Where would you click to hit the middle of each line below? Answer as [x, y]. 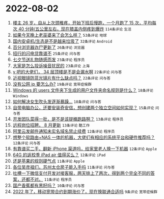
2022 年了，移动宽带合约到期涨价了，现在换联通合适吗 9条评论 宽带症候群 [85, 191]
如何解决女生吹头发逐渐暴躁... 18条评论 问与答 [57, 101]
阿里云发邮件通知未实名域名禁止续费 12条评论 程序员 [64, 131]
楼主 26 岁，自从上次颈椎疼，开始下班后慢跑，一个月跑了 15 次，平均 [82, 23]
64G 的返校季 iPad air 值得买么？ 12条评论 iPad [59, 154]
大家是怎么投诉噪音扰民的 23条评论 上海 [51, 65]
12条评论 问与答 [27, 143]
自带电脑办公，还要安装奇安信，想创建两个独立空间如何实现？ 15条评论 [83, 107]
